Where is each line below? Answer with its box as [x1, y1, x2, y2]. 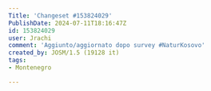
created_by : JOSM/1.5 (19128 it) [8, 49, 120, 57]
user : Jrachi [8, 34, 52, 42]
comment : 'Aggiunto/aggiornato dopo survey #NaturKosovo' [8, 42, 205, 49]
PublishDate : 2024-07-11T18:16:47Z [8, 19, 127, 27]
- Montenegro [8, 64, 52, 72]
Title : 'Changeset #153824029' [8, 11, 113, 20]
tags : [8, 57, 26, 65]
